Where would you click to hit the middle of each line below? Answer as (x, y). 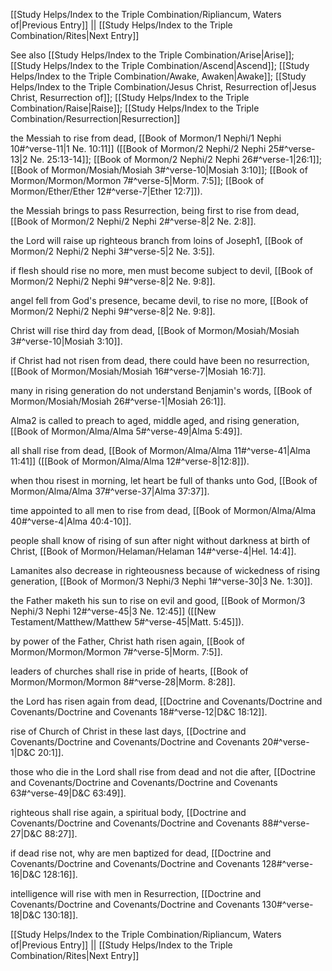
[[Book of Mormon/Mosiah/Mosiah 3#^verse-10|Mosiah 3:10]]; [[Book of (159, 170)
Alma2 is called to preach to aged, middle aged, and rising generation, (155, 420)
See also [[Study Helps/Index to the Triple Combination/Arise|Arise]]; (152, 55)
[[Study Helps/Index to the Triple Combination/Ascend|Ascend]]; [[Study (160, 65)
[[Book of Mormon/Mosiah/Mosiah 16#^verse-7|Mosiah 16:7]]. (138, 371)
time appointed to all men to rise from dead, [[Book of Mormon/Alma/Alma (163, 510)
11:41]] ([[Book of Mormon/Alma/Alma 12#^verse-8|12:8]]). (130, 461)
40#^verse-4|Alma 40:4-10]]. (71, 521)
